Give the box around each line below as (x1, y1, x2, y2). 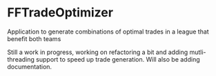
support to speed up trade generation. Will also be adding (35, 55, 200, 63)
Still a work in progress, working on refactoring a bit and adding (7, 48, 188, 56)
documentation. (7, 62, 52, 71)
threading (7, 55, 35, 63)
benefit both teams (7, 34, 61, 42)
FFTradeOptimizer (7, 5, 114, 21)
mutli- (189, 48, 206, 56)
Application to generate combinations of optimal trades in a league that (7, 27, 209, 36)
